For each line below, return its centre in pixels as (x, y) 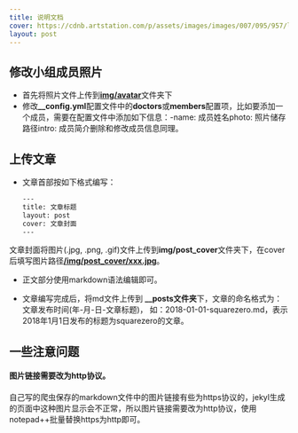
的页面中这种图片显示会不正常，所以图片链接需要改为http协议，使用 (133, 408)
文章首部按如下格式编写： (69, 182)
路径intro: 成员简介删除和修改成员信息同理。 (102, 129)
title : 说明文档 (36, 17)
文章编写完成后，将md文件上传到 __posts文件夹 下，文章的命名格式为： (152, 299)
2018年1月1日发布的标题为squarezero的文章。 (105, 321)
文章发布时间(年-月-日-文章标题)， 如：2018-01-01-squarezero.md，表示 (155, 310)
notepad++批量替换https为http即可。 (77, 419)
